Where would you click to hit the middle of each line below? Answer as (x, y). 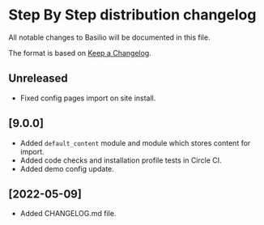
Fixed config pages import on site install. (88, 98)
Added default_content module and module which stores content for (135, 142)
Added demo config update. (67, 168)
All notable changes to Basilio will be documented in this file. (109, 37)
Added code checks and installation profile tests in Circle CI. (121, 160)
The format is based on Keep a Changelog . (80, 53)
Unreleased (38, 79)
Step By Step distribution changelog (132, 15)
